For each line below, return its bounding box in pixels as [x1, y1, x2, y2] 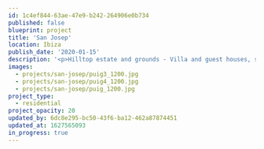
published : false [8, 19, 65, 27]
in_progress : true [8, 129, 68, 136]
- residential [15, 99, 61, 107]
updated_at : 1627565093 [8, 121, 86, 129]
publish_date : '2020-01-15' [8, 48, 101, 56]
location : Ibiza [8, 41, 61, 49]
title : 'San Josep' [8, 33, 72, 42]
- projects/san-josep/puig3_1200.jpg [15, 70, 139, 78]
